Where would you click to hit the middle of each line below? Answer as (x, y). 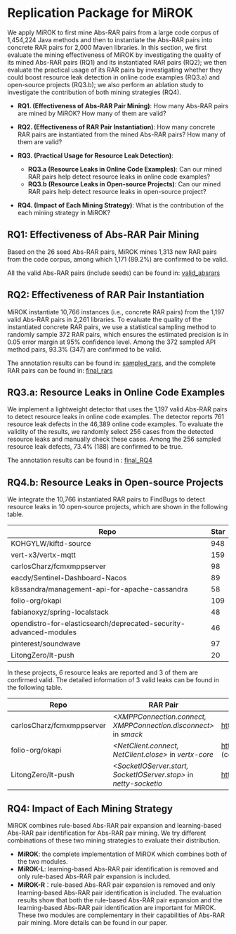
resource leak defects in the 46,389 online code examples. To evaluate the (115, 424)
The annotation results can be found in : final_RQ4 (80, 460)
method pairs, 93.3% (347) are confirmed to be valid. (84, 349)
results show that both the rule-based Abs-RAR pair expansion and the (120, 900)
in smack (128, 734)
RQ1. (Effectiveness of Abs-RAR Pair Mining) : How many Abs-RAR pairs (123, 105)
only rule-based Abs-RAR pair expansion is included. (94, 876)
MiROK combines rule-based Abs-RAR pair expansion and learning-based (114, 825)
